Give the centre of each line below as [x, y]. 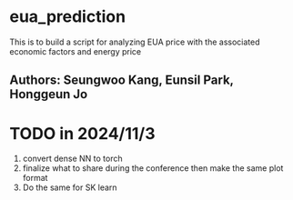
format [35, 178]
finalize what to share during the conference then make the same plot [153, 168]
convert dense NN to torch [72, 159]
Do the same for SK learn [70, 187]
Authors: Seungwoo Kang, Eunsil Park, [121, 80]
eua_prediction [67, 17]
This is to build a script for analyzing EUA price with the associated [135, 42]
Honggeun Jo [49, 94]
